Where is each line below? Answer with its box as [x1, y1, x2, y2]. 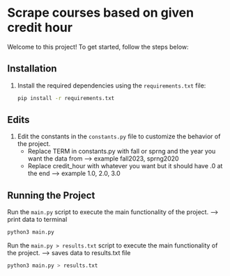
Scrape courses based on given [7, 5, 194, 21]
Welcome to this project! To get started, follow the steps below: [7, 42, 190, 51]
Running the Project [7, 189, 95, 201]
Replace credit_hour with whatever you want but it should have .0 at [27, 162, 223, 170]
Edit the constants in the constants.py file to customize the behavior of [17, 132, 221, 140]
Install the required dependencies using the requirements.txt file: [17, 81, 206, 90]
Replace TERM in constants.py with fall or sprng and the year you [27, 147, 216, 156]
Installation [7, 63, 57, 74]
